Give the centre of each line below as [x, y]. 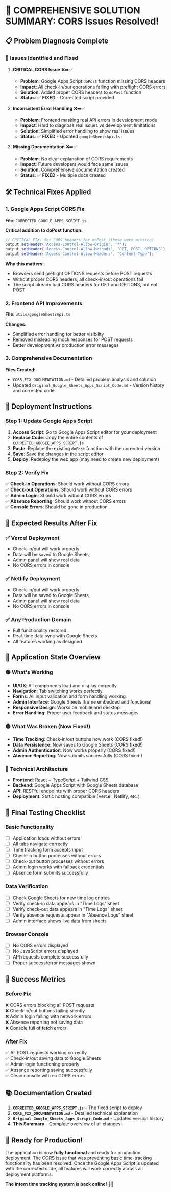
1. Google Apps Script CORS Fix [45, 209]
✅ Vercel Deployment [32, 538]
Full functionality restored [40, 630]
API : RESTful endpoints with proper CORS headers [66, 791]
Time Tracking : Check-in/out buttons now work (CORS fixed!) [78, 739]
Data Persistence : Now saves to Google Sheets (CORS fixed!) [78, 744]
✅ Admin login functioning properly [42, 1064]
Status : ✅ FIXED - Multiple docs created [63, 175]
